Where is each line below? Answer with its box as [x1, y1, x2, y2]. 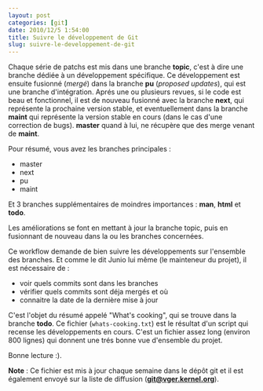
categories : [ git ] [8, 19, 68, 27]
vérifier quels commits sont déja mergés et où [19, 287, 169, 297]
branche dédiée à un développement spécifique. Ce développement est [8, 71, 241, 80]
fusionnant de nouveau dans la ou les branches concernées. [8, 232, 204, 241]
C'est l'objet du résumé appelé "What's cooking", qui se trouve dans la [8, 311, 237, 320]
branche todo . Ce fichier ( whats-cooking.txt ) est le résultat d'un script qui [8, 319, 249, 328]
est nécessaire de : [8, 264, 70, 273]
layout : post [8, 11, 51, 20]
